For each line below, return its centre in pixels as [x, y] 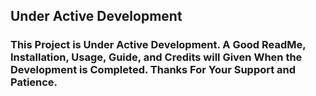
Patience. [34, 82]
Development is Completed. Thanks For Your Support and [153, 70]
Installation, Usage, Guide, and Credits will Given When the [156, 57]
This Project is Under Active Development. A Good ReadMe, [158, 45]
